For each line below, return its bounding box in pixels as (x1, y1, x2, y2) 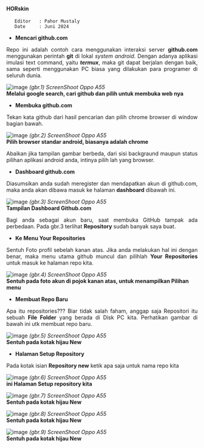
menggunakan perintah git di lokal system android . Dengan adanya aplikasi (6, 52, 198, 60)
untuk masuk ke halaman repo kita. (6, 259, 94, 266)
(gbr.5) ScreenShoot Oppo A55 (29, 332, 107, 339)
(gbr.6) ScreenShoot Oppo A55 (29, 374, 107, 381)
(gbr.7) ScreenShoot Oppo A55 (29, 392, 106, 399)
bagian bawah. (6, 120, 44, 127)
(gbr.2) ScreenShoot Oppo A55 (29, 132, 107, 139)
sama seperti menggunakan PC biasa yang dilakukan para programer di (6, 66, 198, 73)
